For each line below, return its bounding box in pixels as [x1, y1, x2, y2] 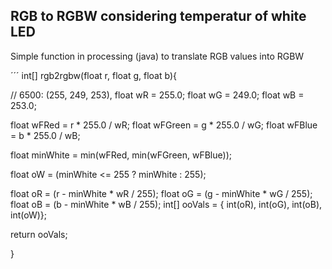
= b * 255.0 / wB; [10, 129, 81, 141]
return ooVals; [10, 228, 68, 240]
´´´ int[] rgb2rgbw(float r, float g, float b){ [10, 69, 177, 81]
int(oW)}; [10, 209, 47, 221]
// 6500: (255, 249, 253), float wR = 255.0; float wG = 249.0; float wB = [10, 89, 305, 101]
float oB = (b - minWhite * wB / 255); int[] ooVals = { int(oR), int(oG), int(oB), [10, 198, 323, 210]
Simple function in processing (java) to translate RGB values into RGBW [10, 50, 305, 62]
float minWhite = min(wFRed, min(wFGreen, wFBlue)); [10, 149, 232, 161]
